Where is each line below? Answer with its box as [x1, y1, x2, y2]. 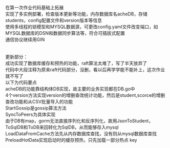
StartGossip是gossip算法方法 [5, 105, 67, 111]
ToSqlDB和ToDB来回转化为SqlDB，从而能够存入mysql [5, 124, 119, 130]
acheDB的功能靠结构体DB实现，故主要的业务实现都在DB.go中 [5, 86, 136, 92]
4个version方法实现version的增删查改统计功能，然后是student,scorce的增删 [5, 92, 165, 98]
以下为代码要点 [5, 79, 37, 86]
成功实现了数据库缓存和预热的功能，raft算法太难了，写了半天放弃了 [5, 60, 147, 66]
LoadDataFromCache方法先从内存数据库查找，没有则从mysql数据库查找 [5, 131, 157, 137]
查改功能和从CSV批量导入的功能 [5, 99, 73, 104]
